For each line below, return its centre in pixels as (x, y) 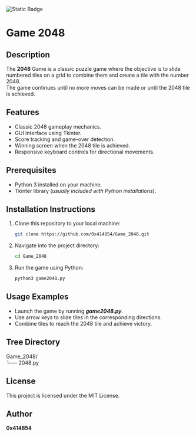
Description (28, 55)
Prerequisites (31, 170)
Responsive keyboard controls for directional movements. (84, 152)
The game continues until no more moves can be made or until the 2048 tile (98, 88)
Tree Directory (33, 342)
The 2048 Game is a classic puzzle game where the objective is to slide (93, 69)
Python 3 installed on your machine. (58, 184)
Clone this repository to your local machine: (67, 224)
